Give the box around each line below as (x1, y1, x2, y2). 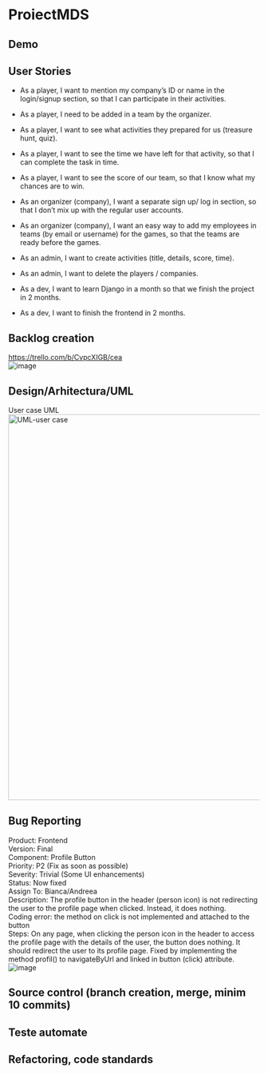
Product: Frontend (8, 835, 68, 845)
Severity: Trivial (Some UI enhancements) (8, 869, 145, 879)
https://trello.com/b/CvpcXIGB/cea (8, 353, 123, 363)
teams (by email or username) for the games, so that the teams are (19, 229, 240, 239)
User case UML (8, 406, 60, 415)
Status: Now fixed (8, 878, 67, 887)
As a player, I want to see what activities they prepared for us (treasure (19, 125, 253, 135)
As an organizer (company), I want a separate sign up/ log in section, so (19, 197, 257, 207)
